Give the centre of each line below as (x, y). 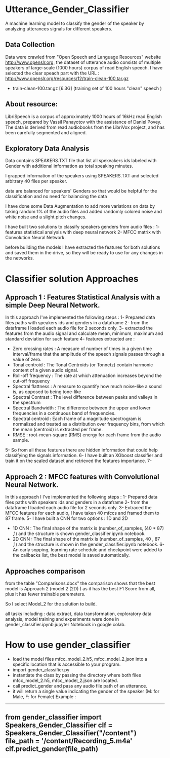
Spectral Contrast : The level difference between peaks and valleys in (85, 397)
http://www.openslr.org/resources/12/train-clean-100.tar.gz (67, 78)
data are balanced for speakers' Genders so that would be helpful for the (81, 191)
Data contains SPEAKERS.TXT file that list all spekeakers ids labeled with (81, 161)
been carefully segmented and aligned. (46, 132)
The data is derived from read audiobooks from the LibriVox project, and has (85, 127)
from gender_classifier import (53, 717)
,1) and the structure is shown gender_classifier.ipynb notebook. (79, 534)
